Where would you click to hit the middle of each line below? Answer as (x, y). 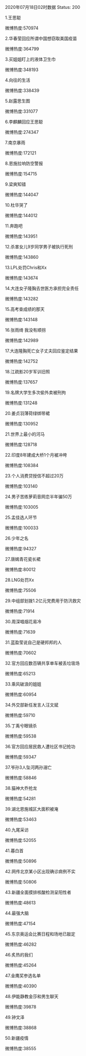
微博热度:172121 (21, 153)
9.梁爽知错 (16, 184)
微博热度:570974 (22, 28)
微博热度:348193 (22, 70)
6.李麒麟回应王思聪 (24, 122)
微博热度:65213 (20, 674)
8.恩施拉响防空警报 (24, 163)
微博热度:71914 (20, 611)
